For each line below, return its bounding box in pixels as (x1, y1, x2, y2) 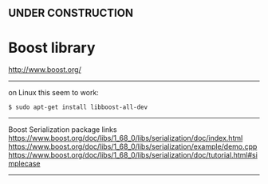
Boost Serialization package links (8, 125, 117, 134)
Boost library (8, 38, 96, 57)
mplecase (8, 159, 41, 169)
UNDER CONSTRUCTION (8, 6, 134, 20)
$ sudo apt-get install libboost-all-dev (8, 103, 148, 111)
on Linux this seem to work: (8, 88, 100, 98)
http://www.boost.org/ (8, 65, 81, 74)
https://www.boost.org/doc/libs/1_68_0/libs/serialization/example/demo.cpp (8, 142, 258, 151)
